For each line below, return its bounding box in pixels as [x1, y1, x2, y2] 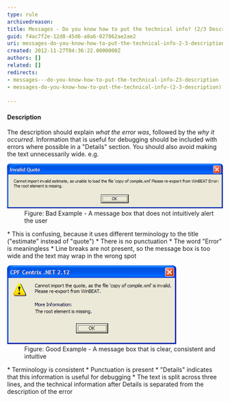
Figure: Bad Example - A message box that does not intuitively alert [24, 210, 214, 217]
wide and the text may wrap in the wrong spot [7, 252, 137, 260]
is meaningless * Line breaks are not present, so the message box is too [7, 245, 211, 252]
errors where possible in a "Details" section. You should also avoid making [7, 143, 217, 151]
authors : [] [7, 55, 41, 62]
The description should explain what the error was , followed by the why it [7, 128, 215, 137]
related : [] [7, 62, 41, 69]
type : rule [7, 11, 38, 18]
